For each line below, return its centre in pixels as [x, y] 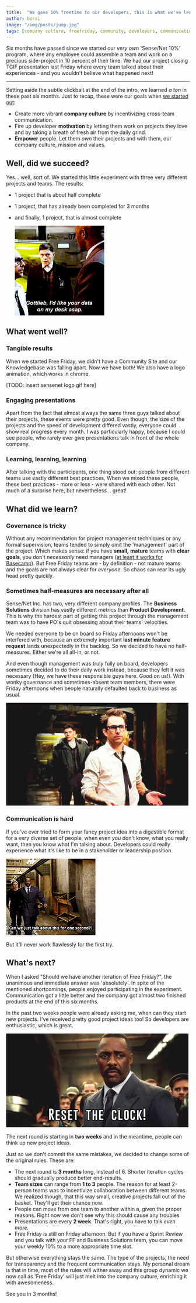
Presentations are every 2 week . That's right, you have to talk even [95, 1222]
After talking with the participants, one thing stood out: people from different [98, 472]
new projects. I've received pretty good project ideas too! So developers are [97, 1019]
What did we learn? [42, 509]
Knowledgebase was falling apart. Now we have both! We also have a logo [96, 367]
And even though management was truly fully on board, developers [87, 664]
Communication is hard [40, 819]
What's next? [31, 963]
